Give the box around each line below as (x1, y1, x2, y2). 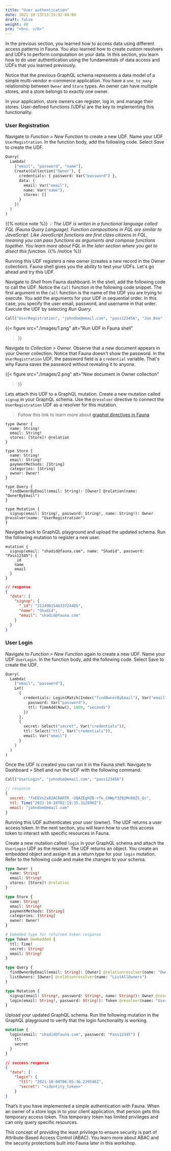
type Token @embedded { (5, 936, 56, 942)
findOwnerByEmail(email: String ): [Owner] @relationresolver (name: (10, 970, 156, 975)
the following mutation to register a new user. (5, 534, 100, 540)
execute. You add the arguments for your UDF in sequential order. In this (5, 295, 157, 301)
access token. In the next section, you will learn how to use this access (5, 824, 154, 831)
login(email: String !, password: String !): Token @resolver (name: (10, 998, 154, 1003)
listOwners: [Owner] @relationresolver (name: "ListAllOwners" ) (10, 975, 147, 980)
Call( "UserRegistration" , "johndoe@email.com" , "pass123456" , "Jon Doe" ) (5, 315, 167, 321)
